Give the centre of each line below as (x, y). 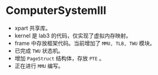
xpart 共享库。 (33, 28)
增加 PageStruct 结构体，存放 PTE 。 (59, 58)
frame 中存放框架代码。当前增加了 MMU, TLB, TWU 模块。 (85, 43)
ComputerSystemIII (56, 11)
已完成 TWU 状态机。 (39, 51)
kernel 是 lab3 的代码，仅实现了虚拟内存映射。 (73, 35)
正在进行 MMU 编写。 (39, 66)
